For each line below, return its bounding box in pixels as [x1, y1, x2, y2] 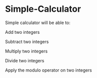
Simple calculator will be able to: [5, 20, 71, 26]
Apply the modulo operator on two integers [5, 67, 92, 73]
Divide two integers [5, 57, 45, 63]
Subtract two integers [5, 38, 49, 45]
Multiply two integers [5, 48, 48, 54]
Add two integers [5, 29, 40, 35]
